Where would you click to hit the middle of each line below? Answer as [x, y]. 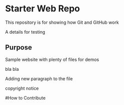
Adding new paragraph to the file [39, 79]
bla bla [12, 69]
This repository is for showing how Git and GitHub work [62, 22]
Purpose [19, 48]
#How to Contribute [25, 98]
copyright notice [22, 88]
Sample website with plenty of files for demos [52, 59]
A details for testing [25, 32]
